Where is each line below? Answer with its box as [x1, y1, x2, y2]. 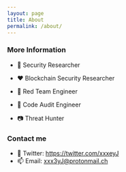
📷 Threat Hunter [16, 114, 65, 122]
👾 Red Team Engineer [16, 87, 78, 96]
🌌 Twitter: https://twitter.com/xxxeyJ [16, 149, 119, 157]
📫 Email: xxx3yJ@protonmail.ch [16, 156, 108, 164]
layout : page [7, 10, 44, 17]
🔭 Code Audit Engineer [16, 100, 82, 109]
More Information [7, 45, 66, 55]
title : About [7, 16, 44, 23]
